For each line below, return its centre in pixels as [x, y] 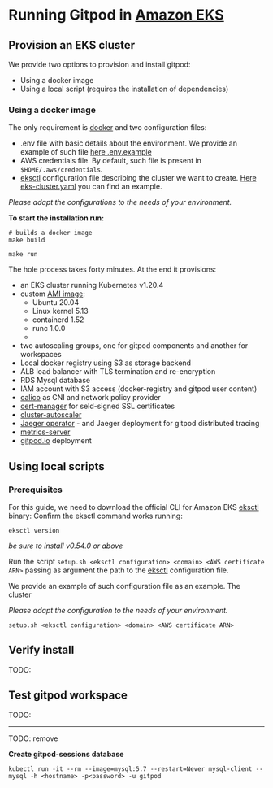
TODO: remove [33, 738]
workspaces [41, 355]
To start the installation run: [56, 218]
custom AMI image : [52, 294]
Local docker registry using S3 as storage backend [106, 363]
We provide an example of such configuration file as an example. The [125, 586]
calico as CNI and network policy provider [90, 398]
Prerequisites [35, 490]
